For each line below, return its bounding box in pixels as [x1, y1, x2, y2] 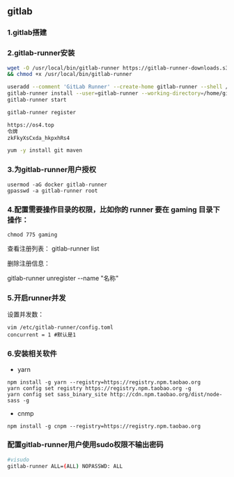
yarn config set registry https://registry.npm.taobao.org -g [7, 384, 192, 392]
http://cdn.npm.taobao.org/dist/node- [110, 391, 223, 398]
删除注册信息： [7, 259, 50, 267]
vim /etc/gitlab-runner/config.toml [7, 324, 114, 331]
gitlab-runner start [7, 97, 68, 104]
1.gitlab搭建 [7, 28, 47, 38]
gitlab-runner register [7, 109, 77, 116]
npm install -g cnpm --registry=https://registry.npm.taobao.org [7, 423, 201, 430]
